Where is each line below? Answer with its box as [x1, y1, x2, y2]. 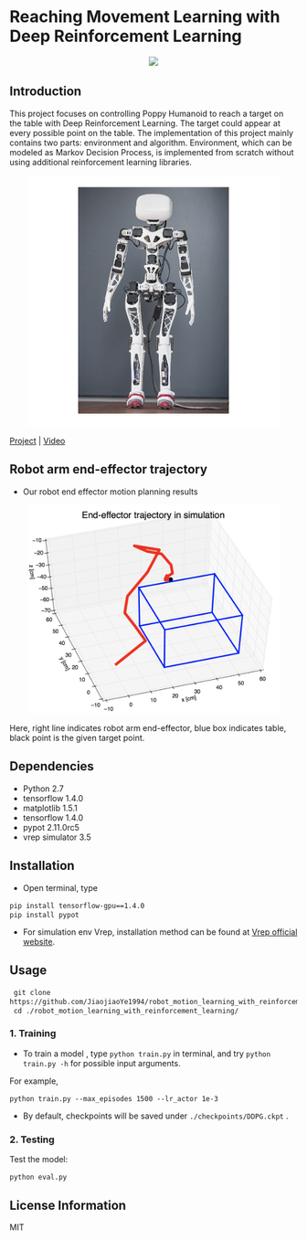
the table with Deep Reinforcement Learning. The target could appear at [9, 117, 281, 129]
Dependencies [9, 758, 94, 774]
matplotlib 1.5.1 [22, 802, 78, 813]
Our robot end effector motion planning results [22, 486, 198, 497]
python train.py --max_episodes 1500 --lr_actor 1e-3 [9, 1094, 219, 1103]
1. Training [9, 1027, 57, 1040]
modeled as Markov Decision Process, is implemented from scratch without [9, 146, 294, 157]
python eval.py [9, 1172, 68, 1182]
